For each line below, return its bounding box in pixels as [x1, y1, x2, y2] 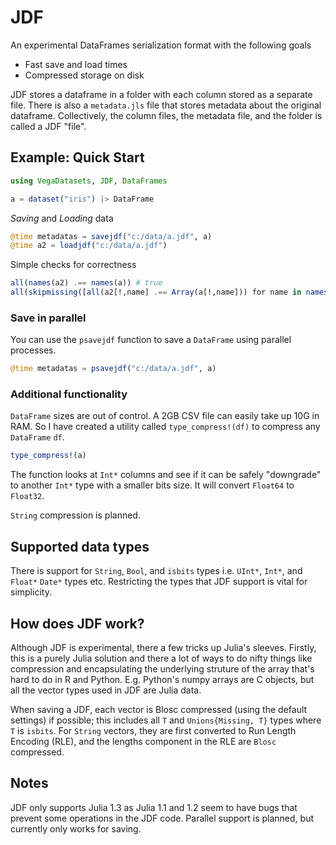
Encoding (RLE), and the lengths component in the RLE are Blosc [10, 735, 277, 747]
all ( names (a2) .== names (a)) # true [10, 278, 163, 288]
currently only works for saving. [10, 822, 142, 835]
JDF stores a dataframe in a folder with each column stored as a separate [10, 88, 313, 100]
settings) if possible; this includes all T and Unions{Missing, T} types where [10, 714, 322, 726]
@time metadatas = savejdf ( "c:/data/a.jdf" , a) [10, 231, 213, 241]
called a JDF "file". [10, 120, 87, 132]
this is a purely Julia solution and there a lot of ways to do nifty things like [10, 652, 313, 664]
